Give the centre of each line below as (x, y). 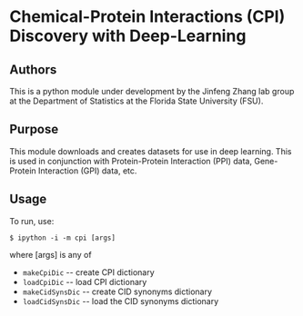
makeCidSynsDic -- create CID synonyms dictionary (117, 291)
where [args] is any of (51, 254)
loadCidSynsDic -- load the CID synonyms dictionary (121, 301)
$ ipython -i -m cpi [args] (63, 238)
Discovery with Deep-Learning (128, 36)
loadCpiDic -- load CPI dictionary (85, 281)
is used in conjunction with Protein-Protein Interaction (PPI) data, (131, 161)
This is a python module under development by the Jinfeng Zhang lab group (152, 91)
